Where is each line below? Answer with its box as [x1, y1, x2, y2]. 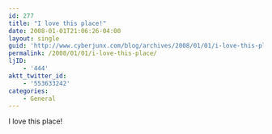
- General [23, 94, 57, 103]
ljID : [8, 57, 27, 65]
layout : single [8, 34, 60, 43]
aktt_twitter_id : [8, 72, 67, 80]
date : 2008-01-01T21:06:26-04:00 [8, 27, 121, 35]
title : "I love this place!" [8, 19, 107, 27]
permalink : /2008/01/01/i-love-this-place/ [8, 49, 158, 57]
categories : [8, 86, 49, 95]
